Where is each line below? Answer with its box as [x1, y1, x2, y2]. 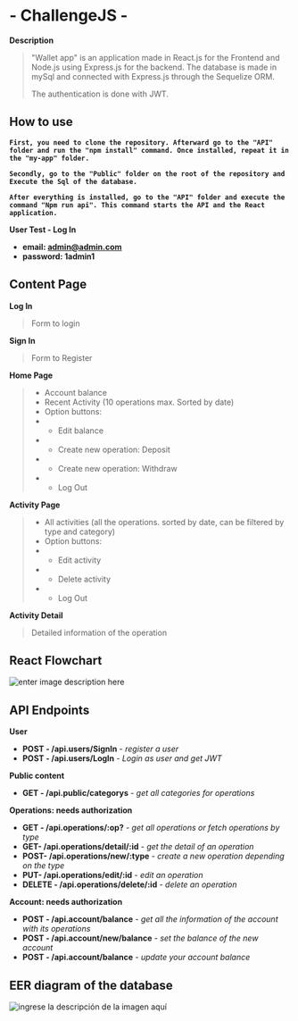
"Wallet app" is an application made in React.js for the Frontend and [30, 52, 280, 63]
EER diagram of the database [9, 977, 174, 992]
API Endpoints [9, 702, 90, 717]
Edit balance [57, 425, 104, 436]
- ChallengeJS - [9, 5, 128, 26]
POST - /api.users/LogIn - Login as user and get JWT [21, 753, 223, 764]
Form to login [30, 318, 80, 329]
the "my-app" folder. [9, 154, 90, 163]
